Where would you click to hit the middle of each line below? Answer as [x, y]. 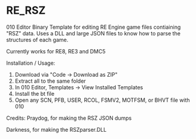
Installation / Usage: [31, 63]
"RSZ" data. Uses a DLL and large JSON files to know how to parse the [94, 33]
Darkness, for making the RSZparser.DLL [56, 129]
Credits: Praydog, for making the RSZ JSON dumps [69, 118]
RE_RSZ [26, 10]
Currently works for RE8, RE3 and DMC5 [56, 51]
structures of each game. [37, 40]
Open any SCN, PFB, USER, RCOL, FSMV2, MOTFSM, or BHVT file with [102, 100]
